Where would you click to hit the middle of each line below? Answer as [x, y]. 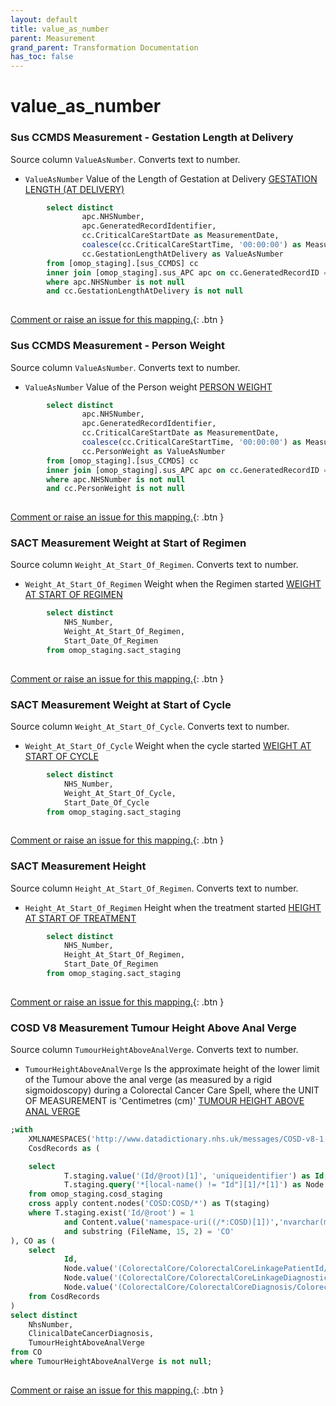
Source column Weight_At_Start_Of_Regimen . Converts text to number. [154, 565]
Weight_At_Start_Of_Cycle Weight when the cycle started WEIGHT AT [168, 745]
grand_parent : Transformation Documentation [104, 47]
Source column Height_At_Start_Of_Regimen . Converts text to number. [154, 888]
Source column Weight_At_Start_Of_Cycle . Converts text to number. [150, 726]
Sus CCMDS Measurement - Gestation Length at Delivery [152, 138]
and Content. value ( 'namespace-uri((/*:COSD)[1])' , [171, 1222]
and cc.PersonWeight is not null [116, 489]
